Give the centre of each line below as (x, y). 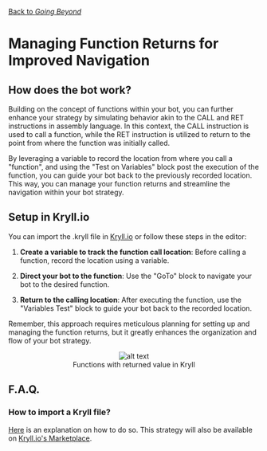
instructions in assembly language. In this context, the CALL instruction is (129, 126)
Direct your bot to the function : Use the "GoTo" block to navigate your (136, 276)
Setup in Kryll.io (49, 217)
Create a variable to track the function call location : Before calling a (133, 252)
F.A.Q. (24, 390)
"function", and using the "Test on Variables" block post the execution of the (133, 167)
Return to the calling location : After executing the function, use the (130, 300)
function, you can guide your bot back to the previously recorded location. (130, 175)
